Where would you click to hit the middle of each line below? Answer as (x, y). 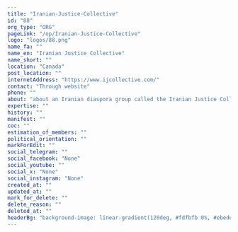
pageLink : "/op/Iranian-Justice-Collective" (74, 34)
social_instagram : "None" (45, 178)
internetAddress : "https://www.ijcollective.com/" (84, 80)
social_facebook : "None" (44, 159)
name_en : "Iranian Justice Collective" (66, 54)
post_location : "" (34, 73)
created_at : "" (30, 185)
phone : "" (22, 93)
